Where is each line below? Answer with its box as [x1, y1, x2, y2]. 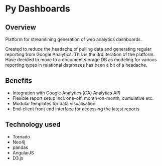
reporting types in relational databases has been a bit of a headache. [5, 62, 147, 68]
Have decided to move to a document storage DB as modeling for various [5, 57, 157, 63]
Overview [5, 23, 37, 32]
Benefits [5, 76, 33, 85]
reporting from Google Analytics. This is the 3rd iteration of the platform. [5, 51, 155, 57]
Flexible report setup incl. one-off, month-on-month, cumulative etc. [12, 95, 154, 101]
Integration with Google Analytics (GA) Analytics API [12, 90, 121, 96]
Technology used [5, 120, 61, 129]
